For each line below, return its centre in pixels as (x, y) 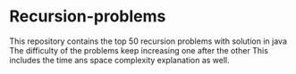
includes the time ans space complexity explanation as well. (119, 60)
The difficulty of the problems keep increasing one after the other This (139, 50)
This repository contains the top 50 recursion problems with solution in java (148, 41)
